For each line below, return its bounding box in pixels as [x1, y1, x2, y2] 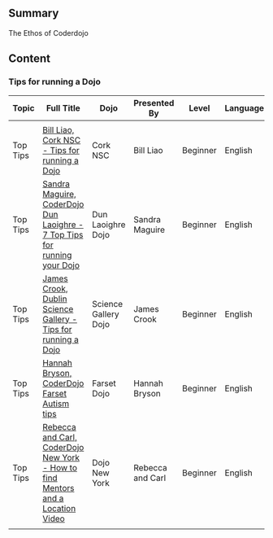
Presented [133, 97, 175, 108]
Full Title [45, 102, 80, 113]
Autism [42, 398, 70, 409]
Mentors [42, 482, 75, 493]
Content [8, 52, 51, 66]
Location [42, 502, 76, 514]
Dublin [42, 293, 67, 304]
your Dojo [42, 260, 80, 271]
